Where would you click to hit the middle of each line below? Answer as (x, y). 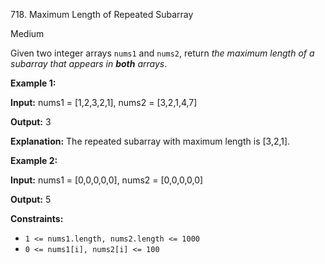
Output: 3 (31, 122)
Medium (27, 33)
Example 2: (34, 160)
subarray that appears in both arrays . (89, 63)
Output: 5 (31, 199)
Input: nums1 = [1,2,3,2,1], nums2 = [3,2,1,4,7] (104, 102)
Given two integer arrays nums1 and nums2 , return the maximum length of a (162, 53)
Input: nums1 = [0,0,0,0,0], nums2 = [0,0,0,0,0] (107, 180)
